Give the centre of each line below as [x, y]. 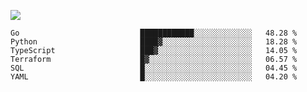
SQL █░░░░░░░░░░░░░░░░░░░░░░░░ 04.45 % [154, 68]
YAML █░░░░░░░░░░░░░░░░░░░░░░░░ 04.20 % [154, 77]
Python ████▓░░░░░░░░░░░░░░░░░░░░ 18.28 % [154, 42]
